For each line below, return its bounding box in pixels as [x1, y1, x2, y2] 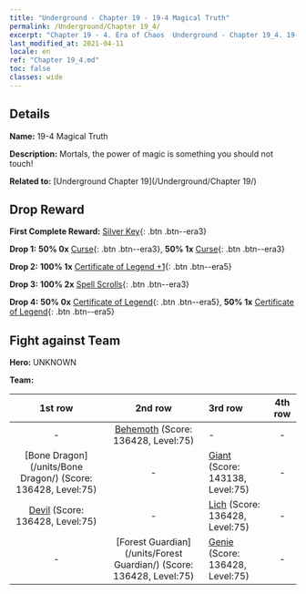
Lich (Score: [208, 498, 261, 511]
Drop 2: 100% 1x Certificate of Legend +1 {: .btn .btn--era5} [9, 261, 232, 272]
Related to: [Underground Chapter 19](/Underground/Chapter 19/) [9, 175, 257, 187]
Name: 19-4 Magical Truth [9, 130, 108, 141]
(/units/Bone [29, 461, 84, 474]
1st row [39, 402, 74, 415]
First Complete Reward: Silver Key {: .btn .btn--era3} [9, 226, 208, 237]
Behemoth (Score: [115, 423, 193, 435]
